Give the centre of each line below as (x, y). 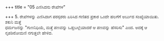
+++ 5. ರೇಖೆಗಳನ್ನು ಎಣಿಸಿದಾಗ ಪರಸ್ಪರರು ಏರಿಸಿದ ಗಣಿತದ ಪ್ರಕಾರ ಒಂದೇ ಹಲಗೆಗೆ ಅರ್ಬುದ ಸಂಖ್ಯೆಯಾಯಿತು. (82, 17)
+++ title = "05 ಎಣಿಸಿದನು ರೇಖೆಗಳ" (35, 7)
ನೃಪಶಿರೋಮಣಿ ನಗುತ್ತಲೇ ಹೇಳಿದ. (29, 33)
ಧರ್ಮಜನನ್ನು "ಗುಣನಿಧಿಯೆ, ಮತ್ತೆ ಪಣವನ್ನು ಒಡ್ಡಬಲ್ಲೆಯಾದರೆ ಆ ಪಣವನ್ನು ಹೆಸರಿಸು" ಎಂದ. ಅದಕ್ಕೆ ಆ (76, 27)
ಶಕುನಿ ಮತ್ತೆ (13, 22)
